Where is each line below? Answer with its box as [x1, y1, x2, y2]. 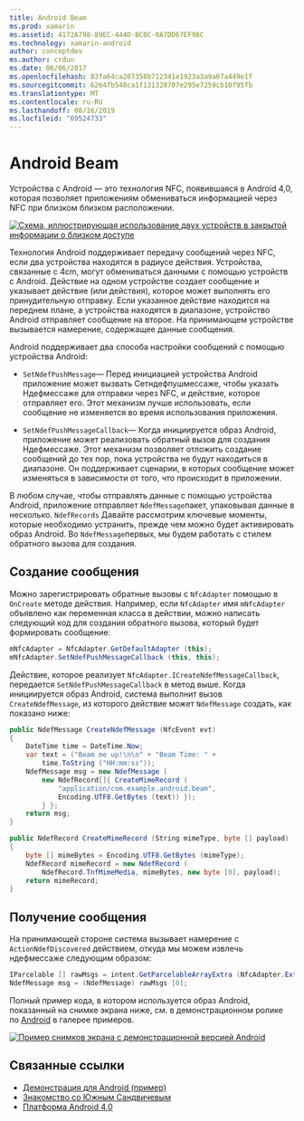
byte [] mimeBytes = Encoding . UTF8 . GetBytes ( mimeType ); [25, 850, 245, 860]
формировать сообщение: [9, 626, 111, 638]
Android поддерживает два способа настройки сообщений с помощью [9, 341, 285, 353]
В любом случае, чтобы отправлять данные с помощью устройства [9, 490, 273, 501]
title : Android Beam [9, 13, 88, 23]
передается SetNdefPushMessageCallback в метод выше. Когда [9, 679, 246, 689]
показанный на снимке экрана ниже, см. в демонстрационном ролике [9, 1004, 283, 1015]
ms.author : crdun [9, 55, 75, 64]
